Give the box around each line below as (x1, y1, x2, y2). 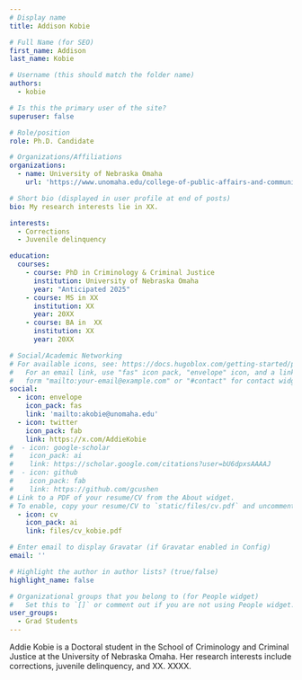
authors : (9, 79, 42, 88)
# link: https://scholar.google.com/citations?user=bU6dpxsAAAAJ (9, 460, 271, 469)
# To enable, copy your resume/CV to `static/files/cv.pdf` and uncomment (9, 501, 296, 510)
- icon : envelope (17, 393, 83, 402)
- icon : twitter (17, 418, 78, 427)
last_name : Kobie (9, 55, 75, 64)
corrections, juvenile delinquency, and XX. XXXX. (9, 661, 191, 671)
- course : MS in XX (25, 293, 99, 302)
